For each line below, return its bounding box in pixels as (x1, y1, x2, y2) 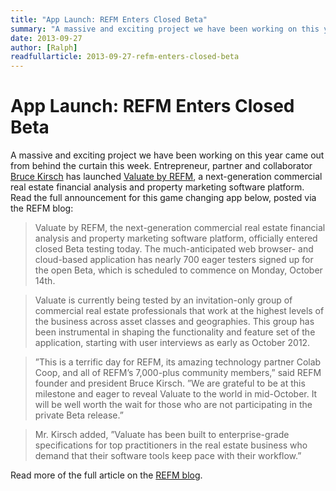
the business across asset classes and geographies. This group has (34, 316, 315, 328)
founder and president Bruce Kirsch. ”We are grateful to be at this (34, 377, 306, 390)
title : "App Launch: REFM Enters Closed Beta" (10, 14, 208, 25)
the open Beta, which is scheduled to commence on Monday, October (34, 264, 323, 276)
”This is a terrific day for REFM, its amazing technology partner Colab (34, 356, 322, 368)
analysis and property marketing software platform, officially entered (34, 232, 318, 245)
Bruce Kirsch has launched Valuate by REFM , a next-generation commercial (10, 171, 323, 183)
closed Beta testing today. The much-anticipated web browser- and (34, 243, 314, 255)
